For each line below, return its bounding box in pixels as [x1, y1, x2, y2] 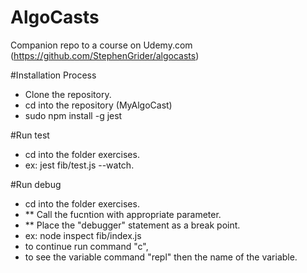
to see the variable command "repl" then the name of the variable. [24, 251, 298, 263]
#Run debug [10, 178, 62, 190]
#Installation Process [10, 69, 97, 81]
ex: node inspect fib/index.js [24, 229, 142, 241]
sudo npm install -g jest [24, 109, 123, 121]
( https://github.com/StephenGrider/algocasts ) [10, 49, 200, 61]
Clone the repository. [24, 88, 112, 100]
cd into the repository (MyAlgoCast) [24, 99, 173, 111]
